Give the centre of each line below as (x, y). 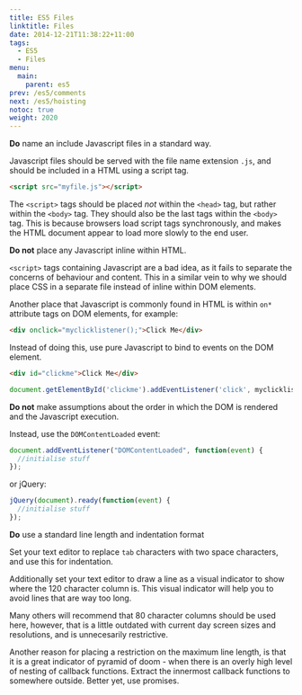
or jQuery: (28, 484)
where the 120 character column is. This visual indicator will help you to (142, 588)
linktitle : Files (42, 26)
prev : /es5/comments (48, 93)
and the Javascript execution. (64, 416)
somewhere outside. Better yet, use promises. (94, 681)
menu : (19, 68)
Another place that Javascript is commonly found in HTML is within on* (141, 304)
